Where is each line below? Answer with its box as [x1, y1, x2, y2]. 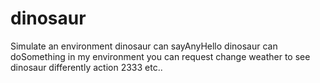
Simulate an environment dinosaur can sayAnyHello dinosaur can [10, 40, 278, 52]
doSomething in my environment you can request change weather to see [10, 50, 311, 62]
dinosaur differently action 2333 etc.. [10, 61, 163, 73]
